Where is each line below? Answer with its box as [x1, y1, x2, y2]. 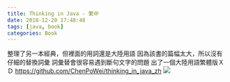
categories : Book [7, 29, 58, 37]
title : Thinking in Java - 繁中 [7, 10, 99, 17]
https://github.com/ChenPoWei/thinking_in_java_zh [15, 67, 162, 75]
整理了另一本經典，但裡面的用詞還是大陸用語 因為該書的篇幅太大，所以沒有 [7, 49, 223, 58]
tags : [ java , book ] [7, 23, 64, 30]
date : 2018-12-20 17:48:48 [7, 17, 86, 24]
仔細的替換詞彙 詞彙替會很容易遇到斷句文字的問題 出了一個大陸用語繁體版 [7, 58, 218, 67]
